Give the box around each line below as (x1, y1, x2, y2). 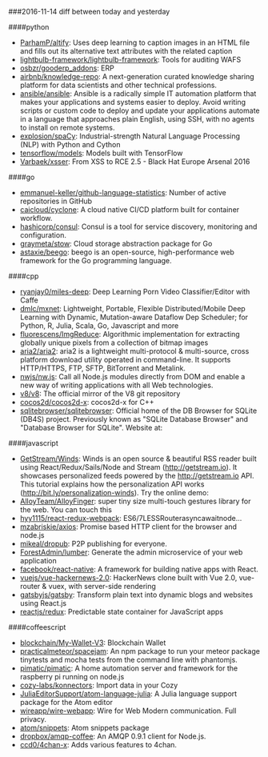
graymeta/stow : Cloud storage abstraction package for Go (19, 239, 213, 248)
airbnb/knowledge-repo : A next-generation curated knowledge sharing (19, 72, 254, 81)
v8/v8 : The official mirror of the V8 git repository (19, 389, 181, 399)
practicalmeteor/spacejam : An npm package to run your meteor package (19, 647, 260, 655)
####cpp (8, 271, 39, 281)
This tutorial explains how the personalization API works (19, 479, 205, 489)
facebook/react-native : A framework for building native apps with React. (19, 564, 258, 574)
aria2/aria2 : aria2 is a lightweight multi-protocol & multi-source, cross (19, 346, 250, 355)
